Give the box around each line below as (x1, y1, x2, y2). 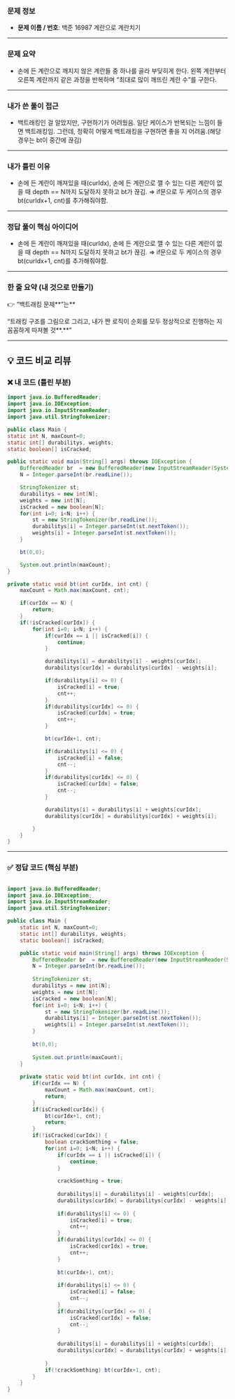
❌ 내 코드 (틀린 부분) (7, 378, 71, 387)
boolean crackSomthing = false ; (44, 1138, 139, 1146)
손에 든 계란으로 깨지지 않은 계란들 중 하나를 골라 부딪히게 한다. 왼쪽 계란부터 (17, 67, 227, 75)
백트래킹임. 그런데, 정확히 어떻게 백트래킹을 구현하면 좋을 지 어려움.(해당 (24, 127, 222, 135)
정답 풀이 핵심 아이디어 (7, 222, 79, 232)
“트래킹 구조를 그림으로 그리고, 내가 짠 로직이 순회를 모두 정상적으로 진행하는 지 (7, 317, 222, 325)
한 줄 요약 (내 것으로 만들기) (7, 282, 94, 292)
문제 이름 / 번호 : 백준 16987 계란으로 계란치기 (17, 23, 141, 32)
